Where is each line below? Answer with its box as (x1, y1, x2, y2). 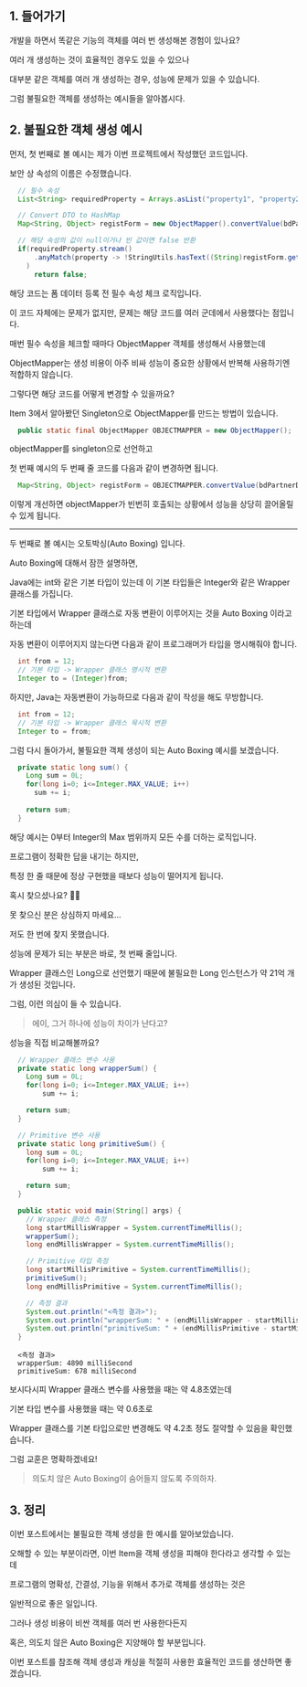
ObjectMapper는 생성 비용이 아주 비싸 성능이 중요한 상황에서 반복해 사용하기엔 (9, 357, 291, 368)
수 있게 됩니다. (9, 510, 61, 521)
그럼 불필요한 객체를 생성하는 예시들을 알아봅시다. (9, 92, 185, 103)
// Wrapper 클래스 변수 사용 (17, 1055, 115, 1065)
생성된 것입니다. (18, 979, 76, 990)
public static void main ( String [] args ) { (17, 1205, 182, 1215)
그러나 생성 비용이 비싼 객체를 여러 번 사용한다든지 (9, 1617, 187, 1629)
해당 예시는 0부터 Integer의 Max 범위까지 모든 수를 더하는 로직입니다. (9, 831, 258, 843)
